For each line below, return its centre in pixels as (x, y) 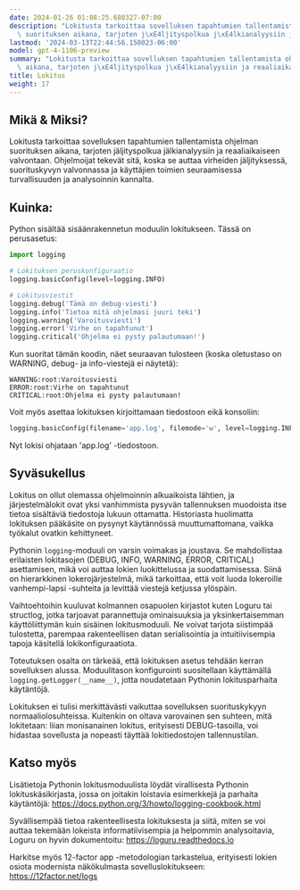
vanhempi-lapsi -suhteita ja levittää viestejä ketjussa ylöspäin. (123, 588)
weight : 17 (29, 84)
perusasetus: (33, 238)
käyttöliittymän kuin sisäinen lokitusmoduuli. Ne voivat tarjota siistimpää (142, 624)
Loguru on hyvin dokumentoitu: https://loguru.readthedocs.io (122, 839)
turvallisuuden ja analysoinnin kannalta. (82, 179)
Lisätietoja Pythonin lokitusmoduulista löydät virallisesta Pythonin (129, 784)
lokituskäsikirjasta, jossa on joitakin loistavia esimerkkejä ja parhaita (134, 794)
